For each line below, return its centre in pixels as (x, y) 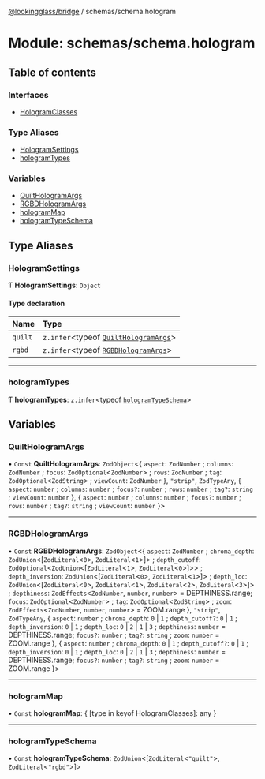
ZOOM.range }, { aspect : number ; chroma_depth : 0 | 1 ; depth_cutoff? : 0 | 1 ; (129, 643)
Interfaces (28, 95)
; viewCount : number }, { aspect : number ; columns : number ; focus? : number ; (125, 497)
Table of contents (52, 72)
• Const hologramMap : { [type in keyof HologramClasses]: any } (112, 713)
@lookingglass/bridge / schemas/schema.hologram (92, 11)
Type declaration (37, 303)
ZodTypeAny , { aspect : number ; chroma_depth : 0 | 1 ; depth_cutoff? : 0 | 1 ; (123, 618)
